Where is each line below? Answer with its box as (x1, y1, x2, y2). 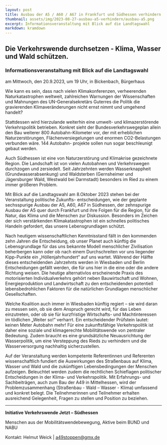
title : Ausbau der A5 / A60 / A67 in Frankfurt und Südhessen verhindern (5, 12, 162, 17)
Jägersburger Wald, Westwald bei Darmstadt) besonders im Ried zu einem (5, 176, 158, 182)
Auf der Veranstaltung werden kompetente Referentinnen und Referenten (5, 353, 155, 359)
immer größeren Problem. (5, 182, 58, 188)
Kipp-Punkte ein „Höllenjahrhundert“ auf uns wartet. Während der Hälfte (5, 254, 153, 260)
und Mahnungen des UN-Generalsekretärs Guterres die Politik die (5, 98, 140, 105)
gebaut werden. (5, 145, 38, 151)
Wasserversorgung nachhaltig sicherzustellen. (5, 343, 100, 349)
